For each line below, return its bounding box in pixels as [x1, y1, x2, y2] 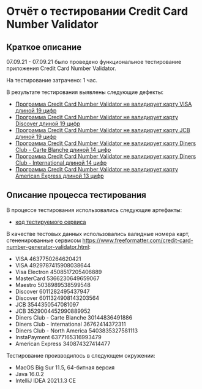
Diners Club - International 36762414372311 [15, 320, 126, 328]
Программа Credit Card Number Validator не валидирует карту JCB [15, 127, 190, 133]
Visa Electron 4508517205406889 [15, 268, 102, 275]
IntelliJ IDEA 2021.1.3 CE [15, 377, 77, 384]
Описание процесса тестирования [6, 190, 147, 200]
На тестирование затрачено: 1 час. [6, 77, 98, 84]
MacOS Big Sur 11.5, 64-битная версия [15, 364, 115, 371]
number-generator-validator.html [6, 243, 89, 250]
